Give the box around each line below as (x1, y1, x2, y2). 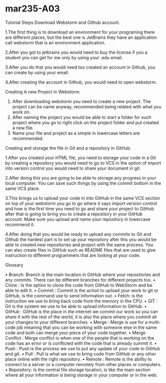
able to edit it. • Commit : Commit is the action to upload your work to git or (5, 287, 159, 293)
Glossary (5, 262, 24, 268)
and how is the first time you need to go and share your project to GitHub (5, 205, 155, 211)
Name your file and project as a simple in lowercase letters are (12, 130, 140, 136)
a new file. (12, 125, 34, 131)
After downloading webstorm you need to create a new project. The (12, 98, 151, 104)
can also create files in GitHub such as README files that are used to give (5, 247, 156, 253)
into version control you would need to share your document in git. (5, 165, 141, 171)
